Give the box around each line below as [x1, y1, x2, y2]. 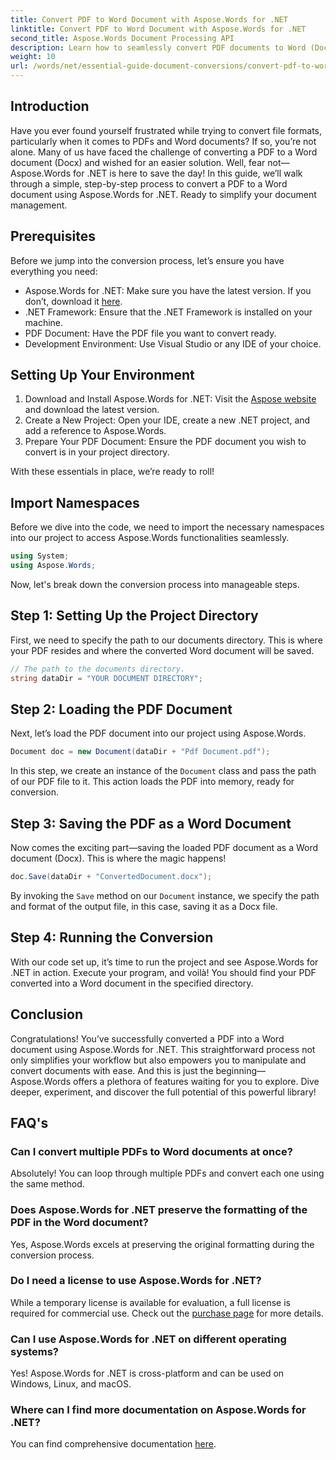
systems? [10, 1344, 59, 1358]
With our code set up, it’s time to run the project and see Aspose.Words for [10, 956, 319, 968]
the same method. [10, 1178, 85, 1190]
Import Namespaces [10, 494, 140, 511]
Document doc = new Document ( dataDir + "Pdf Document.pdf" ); [10, 747, 271, 757]
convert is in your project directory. [24, 446, 170, 458]
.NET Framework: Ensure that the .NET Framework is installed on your [24, 306, 313, 318]
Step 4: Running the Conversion [10, 929, 214, 946]
